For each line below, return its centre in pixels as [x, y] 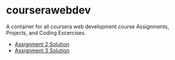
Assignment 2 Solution [42, 44]
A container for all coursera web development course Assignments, [87, 26]
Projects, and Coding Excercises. [46, 32]
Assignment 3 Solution [42, 50]
